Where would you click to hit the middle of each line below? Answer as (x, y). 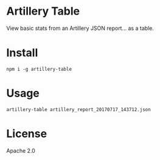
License (27, 134)
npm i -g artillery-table (39, 69)
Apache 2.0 (21, 150)
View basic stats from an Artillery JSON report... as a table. (80, 28)
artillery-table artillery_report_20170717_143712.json (78, 109)
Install (22, 53)
